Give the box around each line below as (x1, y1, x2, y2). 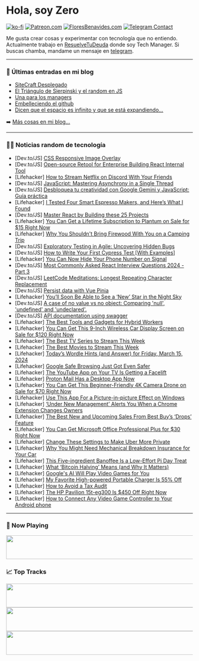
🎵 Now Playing (6, 522, 49, 530)
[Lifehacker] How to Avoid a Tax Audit (14, 482, 108, 490)
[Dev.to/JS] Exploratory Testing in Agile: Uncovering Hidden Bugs (14, 243, 175, 250)
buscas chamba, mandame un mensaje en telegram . (6, 47, 134, 54)
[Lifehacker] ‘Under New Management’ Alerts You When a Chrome (14, 400, 178, 407)
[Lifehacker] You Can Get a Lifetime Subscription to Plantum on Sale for (14, 217, 190, 224)
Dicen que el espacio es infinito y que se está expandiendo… (14, 106, 164, 113)
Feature (14, 419, 34, 426)
